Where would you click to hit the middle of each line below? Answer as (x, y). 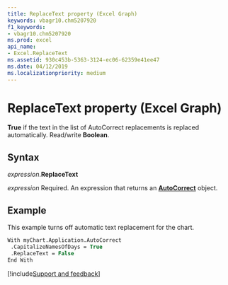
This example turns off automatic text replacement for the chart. (101, 228)
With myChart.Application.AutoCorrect (64, 240)
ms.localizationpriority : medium (57, 73)
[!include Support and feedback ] (54, 274)
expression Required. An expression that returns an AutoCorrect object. (113, 188)
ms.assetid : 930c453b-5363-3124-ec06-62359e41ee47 (84, 60)
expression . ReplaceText (43, 175)
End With (20, 260)
